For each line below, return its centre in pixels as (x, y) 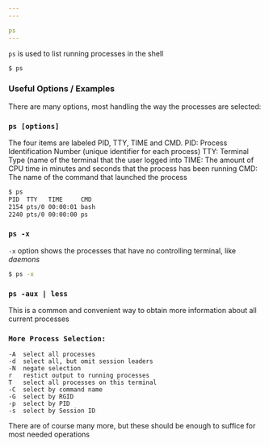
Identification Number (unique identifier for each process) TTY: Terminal (128, 151)
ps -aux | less (38, 294)
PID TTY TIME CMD (50, 199)
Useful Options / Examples (62, 89)
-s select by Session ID (52, 411)
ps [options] (34, 126)
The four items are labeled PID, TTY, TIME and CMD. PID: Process (118, 143)
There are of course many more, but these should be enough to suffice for (132, 426)
